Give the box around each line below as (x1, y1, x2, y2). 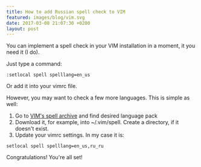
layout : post (6, 25, 39, 32)
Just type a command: (6, 60, 62, 68)
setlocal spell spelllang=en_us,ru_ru (6, 143, 104, 150)
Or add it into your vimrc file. (6, 83, 77, 90)
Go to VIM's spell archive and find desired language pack (14, 112, 158, 119)
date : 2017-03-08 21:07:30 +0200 (6, 20, 91, 26)
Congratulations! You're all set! (6, 154, 83, 161)
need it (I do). (6, 49, 40, 56)
